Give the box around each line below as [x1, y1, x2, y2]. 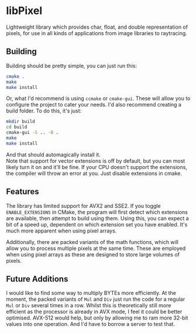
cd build [6, 124, 27, 130]
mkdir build [6, 119, 35, 125]
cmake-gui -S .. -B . [6, 130, 59, 136]
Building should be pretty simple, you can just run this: [6, 62, 137, 69]
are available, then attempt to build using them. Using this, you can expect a [6, 215, 189, 222]
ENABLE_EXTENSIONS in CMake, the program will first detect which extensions [6, 208, 188, 215]
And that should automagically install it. [6, 151, 101, 158]
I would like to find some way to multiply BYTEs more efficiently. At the [6, 290, 177, 297]
